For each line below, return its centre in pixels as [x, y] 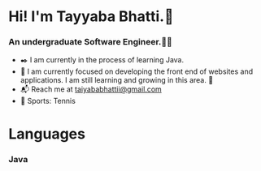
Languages [47, 134]
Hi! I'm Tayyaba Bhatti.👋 [91, 17]
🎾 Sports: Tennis [48, 101]
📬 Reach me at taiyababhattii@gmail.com [91, 89]
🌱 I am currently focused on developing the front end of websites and [137, 71]
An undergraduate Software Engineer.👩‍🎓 [90, 42]
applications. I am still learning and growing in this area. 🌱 [117, 80]
